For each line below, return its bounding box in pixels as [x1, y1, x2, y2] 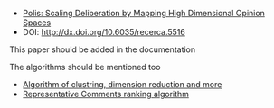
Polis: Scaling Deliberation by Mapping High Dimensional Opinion [22, 8, 265, 18]
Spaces [22, 17, 52, 28]
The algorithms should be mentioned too [9, 62, 161, 72]
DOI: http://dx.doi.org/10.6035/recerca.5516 [22, 27, 185, 37]
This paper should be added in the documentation [9, 44, 196, 55]
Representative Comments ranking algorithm [22, 89, 190, 99]
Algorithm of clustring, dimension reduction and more [22, 79, 222, 89]
